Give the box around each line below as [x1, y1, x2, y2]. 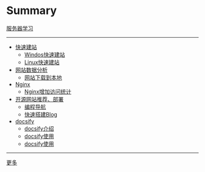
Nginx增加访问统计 [24, 88, 72, 95]
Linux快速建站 [24, 59, 60, 66]
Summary [6, 4, 57, 18]
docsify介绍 [24, 124, 54, 132]
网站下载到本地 [24, 74, 62, 81]
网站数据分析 [15, 66, 48, 73]
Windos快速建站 [24, 51, 65, 58]
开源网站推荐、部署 [15, 95, 64, 102]
